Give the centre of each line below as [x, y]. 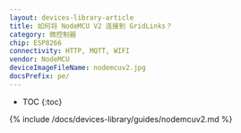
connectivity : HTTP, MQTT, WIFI [69, 51]
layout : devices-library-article [72, 18]
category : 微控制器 [43, 34]
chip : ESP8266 [36, 43]
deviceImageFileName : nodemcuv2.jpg [77, 68]
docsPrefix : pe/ [39, 76]
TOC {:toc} [42, 102]
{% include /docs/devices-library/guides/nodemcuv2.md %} [121, 119]
